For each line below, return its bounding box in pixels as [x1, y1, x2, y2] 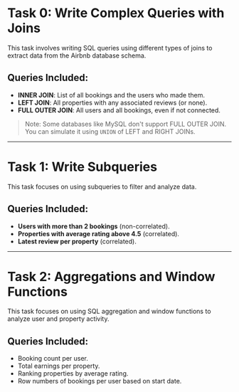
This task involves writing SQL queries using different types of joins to [7, 43, 213, 52]
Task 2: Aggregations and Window [7, 268, 216, 285]
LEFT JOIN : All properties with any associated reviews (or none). [17, 98, 208, 107]
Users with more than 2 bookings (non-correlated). [17, 222, 170, 231]
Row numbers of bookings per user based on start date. [17, 377, 182, 386]
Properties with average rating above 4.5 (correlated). [17, 229, 180, 238]
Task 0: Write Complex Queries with [7, 5, 225, 21]
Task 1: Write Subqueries [7, 159, 158, 175]
